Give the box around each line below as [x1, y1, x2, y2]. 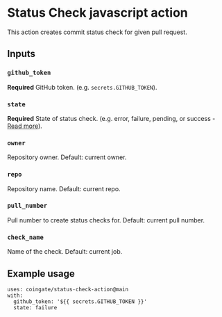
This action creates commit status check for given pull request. [7, 28, 187, 36]
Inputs [7, 48, 36, 60]
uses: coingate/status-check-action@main [7, 286, 129, 293]
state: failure [13, 304, 58, 311]
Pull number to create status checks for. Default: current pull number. [7, 216, 205, 224]
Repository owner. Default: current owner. [7, 153, 127, 161]
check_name [7, 233, 44, 241]
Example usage [7, 268, 75, 279]
